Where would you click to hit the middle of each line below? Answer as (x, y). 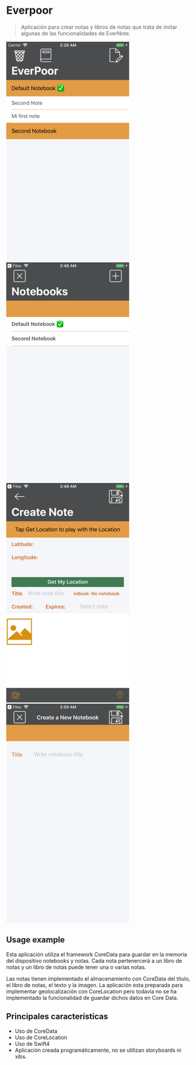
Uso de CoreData (36, 1031)
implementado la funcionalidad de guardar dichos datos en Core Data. (92, 997)
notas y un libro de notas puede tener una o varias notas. (76, 967)
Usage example (36, 940)
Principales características (57, 1017)
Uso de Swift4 (32, 1043)
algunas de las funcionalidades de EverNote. (76, 33)
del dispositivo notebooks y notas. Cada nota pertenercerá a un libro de (94, 960)
